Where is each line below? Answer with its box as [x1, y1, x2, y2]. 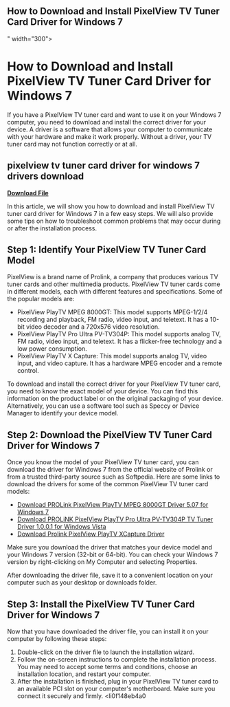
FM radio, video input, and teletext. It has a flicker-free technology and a [16, 337, 222, 346]
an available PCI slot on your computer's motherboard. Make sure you [16, 684, 216, 693]
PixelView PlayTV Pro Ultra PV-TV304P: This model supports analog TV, [16, 330, 221, 338]
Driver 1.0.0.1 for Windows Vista [16, 523, 106, 531]
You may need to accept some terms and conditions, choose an [16, 663, 198, 671]
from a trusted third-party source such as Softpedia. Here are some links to [7, 472, 220, 481]
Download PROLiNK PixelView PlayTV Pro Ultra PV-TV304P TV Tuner [16, 515, 214, 523]
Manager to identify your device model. [7, 409, 119, 417]
